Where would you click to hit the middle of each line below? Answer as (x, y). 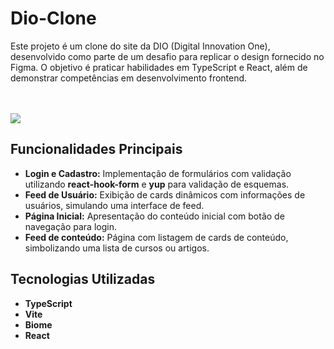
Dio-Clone (53, 18)
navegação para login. (70, 226)
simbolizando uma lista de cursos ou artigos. (117, 248)
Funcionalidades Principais (96, 149)
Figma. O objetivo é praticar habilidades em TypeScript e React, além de (159, 67)
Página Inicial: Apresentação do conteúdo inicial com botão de (154, 216)
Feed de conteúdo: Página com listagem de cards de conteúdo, (156, 237)
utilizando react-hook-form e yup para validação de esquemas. (157, 184)
